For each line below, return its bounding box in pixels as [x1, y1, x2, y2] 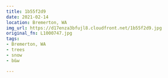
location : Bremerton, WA [6, 19, 67, 25]
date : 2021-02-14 [6, 14, 49, 20]
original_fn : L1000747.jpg [6, 30, 73, 36]
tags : [6, 36, 19, 42]
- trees [6, 47, 25, 53]
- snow [6, 52, 22, 58]
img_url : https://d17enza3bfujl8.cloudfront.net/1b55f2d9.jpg [6, 25, 162, 31]
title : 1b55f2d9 [6, 8, 46, 15]
